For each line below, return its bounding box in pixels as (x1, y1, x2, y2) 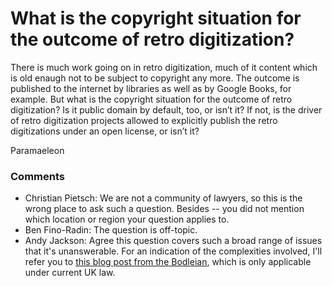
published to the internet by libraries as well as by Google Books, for (10, 82, 292, 94)
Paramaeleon (10, 144, 65, 156)
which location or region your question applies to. (24, 213, 230, 226)
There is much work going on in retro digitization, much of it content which (10, 61, 318, 73)
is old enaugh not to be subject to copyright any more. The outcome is (10, 72, 300, 84)
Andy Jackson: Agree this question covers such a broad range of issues (24, 235, 323, 247)
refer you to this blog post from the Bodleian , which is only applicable (24, 256, 312, 268)
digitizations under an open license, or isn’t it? (10, 125, 200, 137)
